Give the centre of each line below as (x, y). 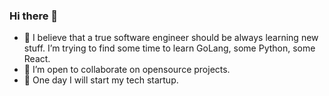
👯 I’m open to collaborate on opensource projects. (127, 70)
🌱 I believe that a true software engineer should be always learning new (171, 38)
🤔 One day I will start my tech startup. (101, 80)
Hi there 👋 (34, 16)
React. (37, 59)
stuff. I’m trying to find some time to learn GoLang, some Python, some (169, 48)
